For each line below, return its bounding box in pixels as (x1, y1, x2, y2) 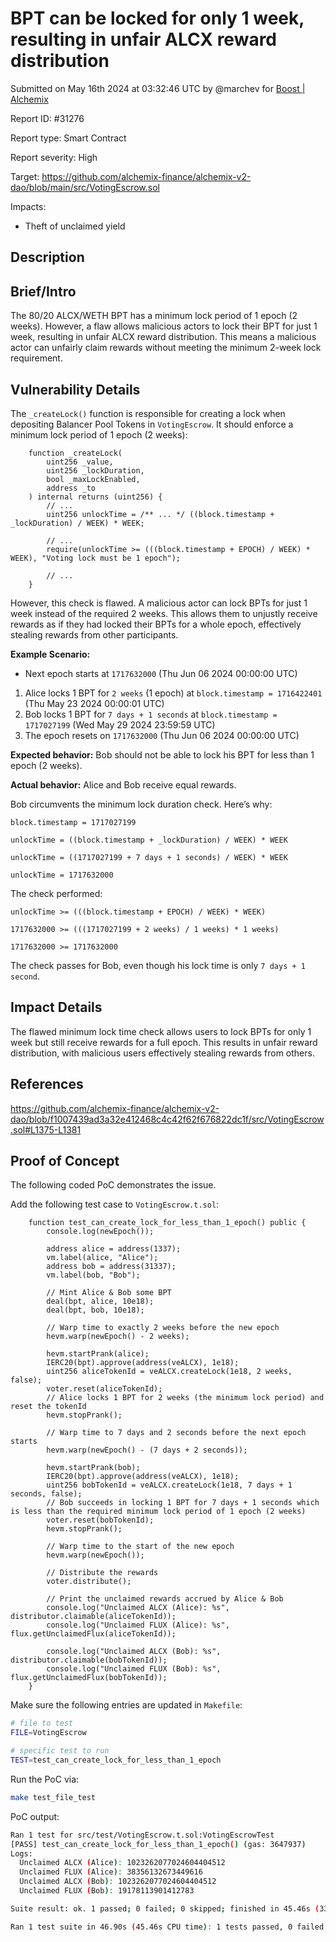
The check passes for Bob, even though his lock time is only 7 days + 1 (10, 959, 306, 971)
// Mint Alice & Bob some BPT (46, 1288, 172, 1298)
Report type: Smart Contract (10, 132, 127, 144)
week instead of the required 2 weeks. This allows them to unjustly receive (10, 607, 318, 619)
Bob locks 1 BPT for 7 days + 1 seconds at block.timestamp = (24, 708, 278, 720)
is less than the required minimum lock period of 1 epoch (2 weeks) (10, 1507, 307, 1517)
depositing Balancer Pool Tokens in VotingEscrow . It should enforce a (10, 418, 294, 430)
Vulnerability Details (10, 381, 141, 398)
